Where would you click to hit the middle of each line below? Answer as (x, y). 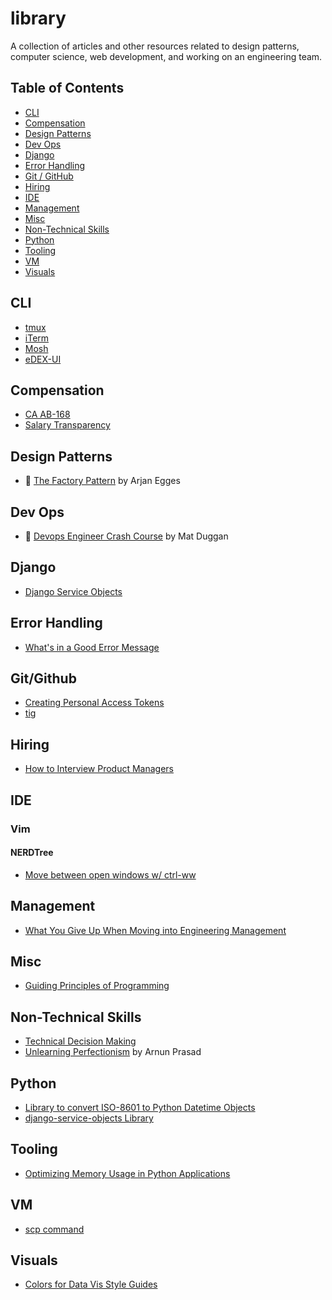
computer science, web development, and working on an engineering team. (166, 56)
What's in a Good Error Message (92, 647)
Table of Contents (67, 88)
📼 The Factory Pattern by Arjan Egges (102, 481)
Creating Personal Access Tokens (94, 703)
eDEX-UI (43, 359)
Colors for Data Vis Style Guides (91, 1284)
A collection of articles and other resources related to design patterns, (155, 46)
